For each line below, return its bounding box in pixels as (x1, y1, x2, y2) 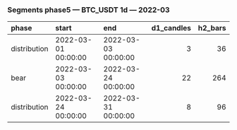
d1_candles (151, 23, 192, 33)
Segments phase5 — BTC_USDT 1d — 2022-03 (7, 5, 171, 15)
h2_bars (197, 23, 226, 33)
